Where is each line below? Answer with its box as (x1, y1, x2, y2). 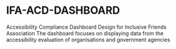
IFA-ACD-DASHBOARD (6, 4, 121, 17)
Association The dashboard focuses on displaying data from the (6, 29, 164, 36)
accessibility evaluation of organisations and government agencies (6, 36, 171, 43)
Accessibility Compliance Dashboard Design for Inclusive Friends (6, 23, 167, 30)
